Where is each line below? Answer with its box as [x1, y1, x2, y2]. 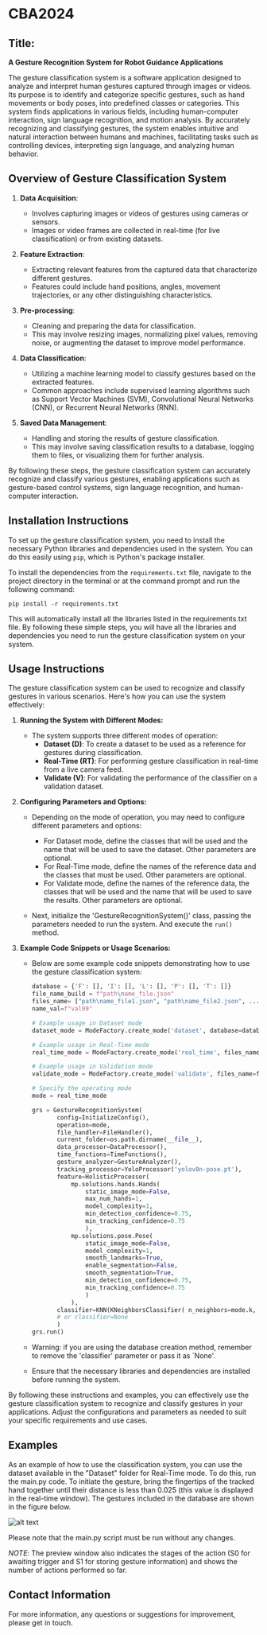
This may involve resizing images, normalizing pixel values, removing [31, 329, 258, 339]
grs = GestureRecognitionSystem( [31, 1106, 143, 1114]
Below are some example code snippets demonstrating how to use [31, 959, 250, 968]
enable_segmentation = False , [84, 1262, 179, 1270]
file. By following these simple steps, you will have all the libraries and [8, 622, 237, 632]
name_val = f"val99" [31, 1005, 93, 1013]
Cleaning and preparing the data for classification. [31, 321, 196, 330]
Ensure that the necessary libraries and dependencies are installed [31, 1366, 250, 1376]
